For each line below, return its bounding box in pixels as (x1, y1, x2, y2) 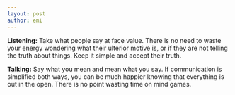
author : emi (7, 17, 42, 24)
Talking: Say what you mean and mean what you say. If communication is (7, 65, 222, 73)
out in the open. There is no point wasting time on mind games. (7, 80, 192, 88)
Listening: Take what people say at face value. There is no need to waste (7, 36, 222, 44)
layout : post (7, 10, 46, 18)
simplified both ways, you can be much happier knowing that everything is (7, 72, 224, 81)
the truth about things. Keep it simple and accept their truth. (7, 51, 182, 60)
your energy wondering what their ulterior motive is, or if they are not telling (7, 44, 228, 52)
